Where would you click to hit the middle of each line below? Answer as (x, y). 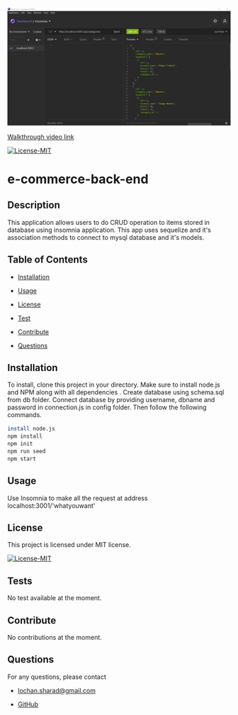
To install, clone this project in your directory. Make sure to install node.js (114, 385)
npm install (25, 436)
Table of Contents (48, 260)
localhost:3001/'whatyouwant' (51, 505)
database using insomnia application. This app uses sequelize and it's (109, 230)
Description (34, 205)
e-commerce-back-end (78, 179)
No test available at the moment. (55, 598)
